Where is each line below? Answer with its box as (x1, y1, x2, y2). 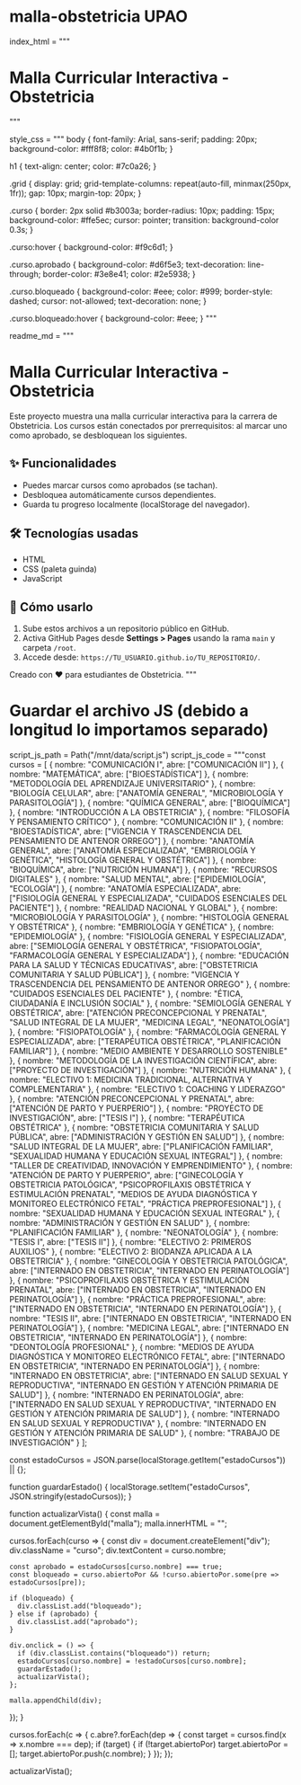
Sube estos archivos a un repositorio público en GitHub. (22, 623, 230, 635)
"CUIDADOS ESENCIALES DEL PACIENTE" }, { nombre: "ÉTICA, (9, 989, 243, 999)
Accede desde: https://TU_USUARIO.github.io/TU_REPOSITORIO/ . (22, 652, 261, 662)
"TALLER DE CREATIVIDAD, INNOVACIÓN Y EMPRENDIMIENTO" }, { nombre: (9, 1160, 293, 1171)
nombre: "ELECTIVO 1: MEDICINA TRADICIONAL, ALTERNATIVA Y (9, 1074, 253, 1085)
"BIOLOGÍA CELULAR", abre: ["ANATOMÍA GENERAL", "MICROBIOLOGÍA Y (9, 788, 284, 799)
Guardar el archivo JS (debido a (9, 701, 249, 721)
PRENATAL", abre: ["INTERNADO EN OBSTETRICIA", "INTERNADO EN (9, 1284, 266, 1295)
